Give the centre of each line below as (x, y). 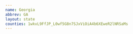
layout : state (20, 19)
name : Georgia (20, 10)
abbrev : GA (17, 14)
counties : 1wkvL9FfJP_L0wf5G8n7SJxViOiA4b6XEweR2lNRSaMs (67, 24)
